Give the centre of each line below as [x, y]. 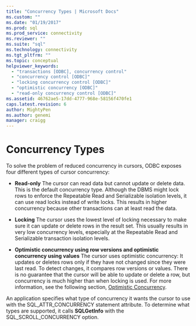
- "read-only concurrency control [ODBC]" [64, 93]
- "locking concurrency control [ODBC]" [61, 83]
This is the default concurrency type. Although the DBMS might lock [97, 190]
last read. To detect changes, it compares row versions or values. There [101, 269]
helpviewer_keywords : [32, 66]
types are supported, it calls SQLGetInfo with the [65, 311]
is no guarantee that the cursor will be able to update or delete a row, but [102, 275]
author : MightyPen [28, 110]
